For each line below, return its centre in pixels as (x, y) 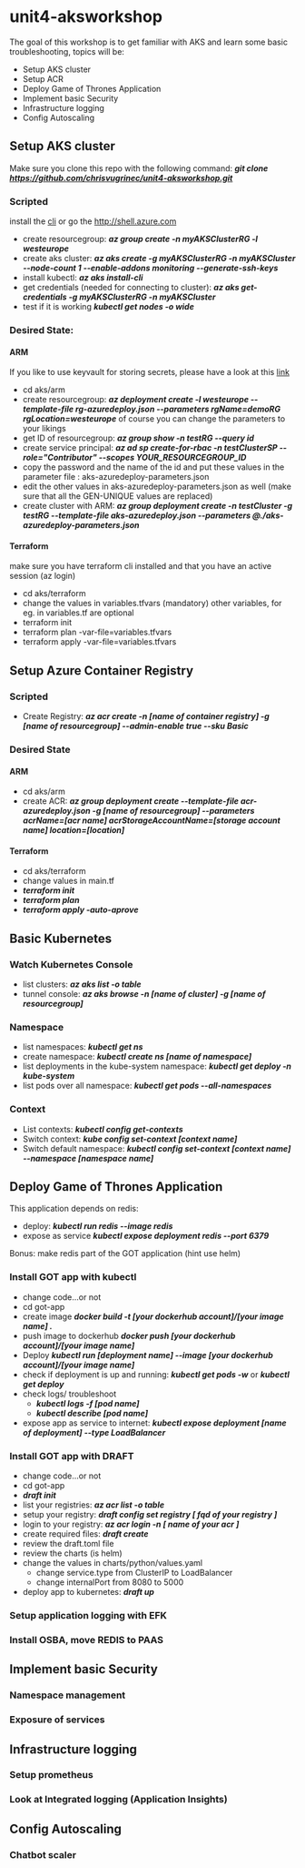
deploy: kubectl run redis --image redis (98, 1226)
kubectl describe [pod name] (92, 1413)
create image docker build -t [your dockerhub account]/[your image (153, 1316)
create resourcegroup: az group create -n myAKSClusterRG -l (140, 239)
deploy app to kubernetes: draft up (88, 1592)
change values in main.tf (69, 881)
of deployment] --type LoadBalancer (94, 1432)
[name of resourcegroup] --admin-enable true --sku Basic (136, 726)
